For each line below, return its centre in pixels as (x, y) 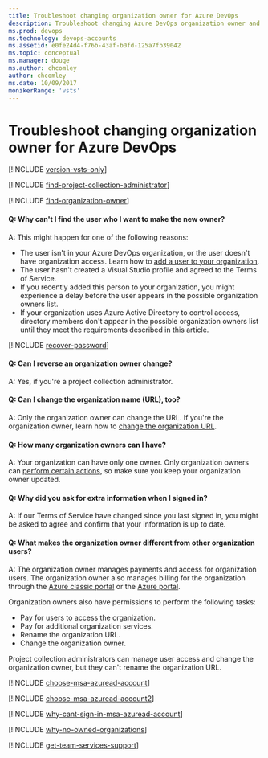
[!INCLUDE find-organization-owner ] (69, 201)
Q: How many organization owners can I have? (87, 445)
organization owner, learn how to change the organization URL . (113, 426)
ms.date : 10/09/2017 (43, 83)
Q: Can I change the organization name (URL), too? (94, 399)
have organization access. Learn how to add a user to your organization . (140, 261)
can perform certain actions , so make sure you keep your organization (124, 471)
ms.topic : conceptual (45, 53)
